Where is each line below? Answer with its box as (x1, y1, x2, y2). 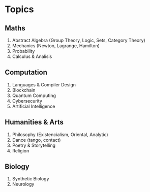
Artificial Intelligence (12, 103, 55, 109)
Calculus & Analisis (12, 53, 52, 59)
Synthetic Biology (12, 176, 49, 182)
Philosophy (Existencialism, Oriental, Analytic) (12, 131, 108, 138)
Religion (12, 147, 29, 153)
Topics (5, 4, 34, 15)
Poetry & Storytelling (12, 142, 56, 148)
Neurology (12, 181, 35, 187)
